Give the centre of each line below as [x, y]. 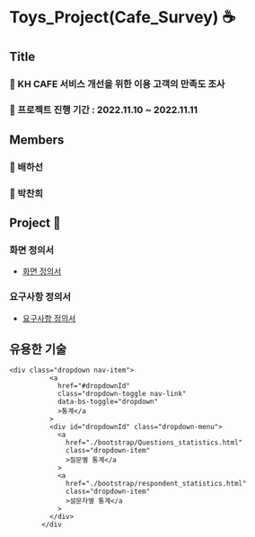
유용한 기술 [38, 350]
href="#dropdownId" [93, 386]
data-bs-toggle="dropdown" [108, 402]
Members [37, 140]
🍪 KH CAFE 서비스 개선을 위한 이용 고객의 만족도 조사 [117, 84]
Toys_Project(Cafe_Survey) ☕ [123, 18]
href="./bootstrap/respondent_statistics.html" [156, 484]
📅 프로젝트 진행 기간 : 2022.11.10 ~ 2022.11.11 [104, 110]
